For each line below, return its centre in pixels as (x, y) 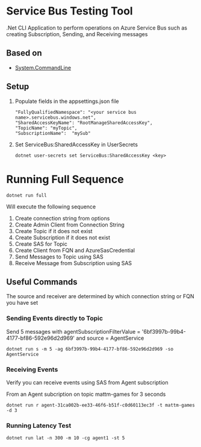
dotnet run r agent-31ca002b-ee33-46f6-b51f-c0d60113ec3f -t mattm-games (101, 405)
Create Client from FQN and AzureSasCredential (75, 250)
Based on (24, 53)
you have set (22, 303)
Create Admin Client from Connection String (70, 225)
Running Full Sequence (65, 179)
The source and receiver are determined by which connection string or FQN (100, 296)
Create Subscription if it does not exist (62, 237)
